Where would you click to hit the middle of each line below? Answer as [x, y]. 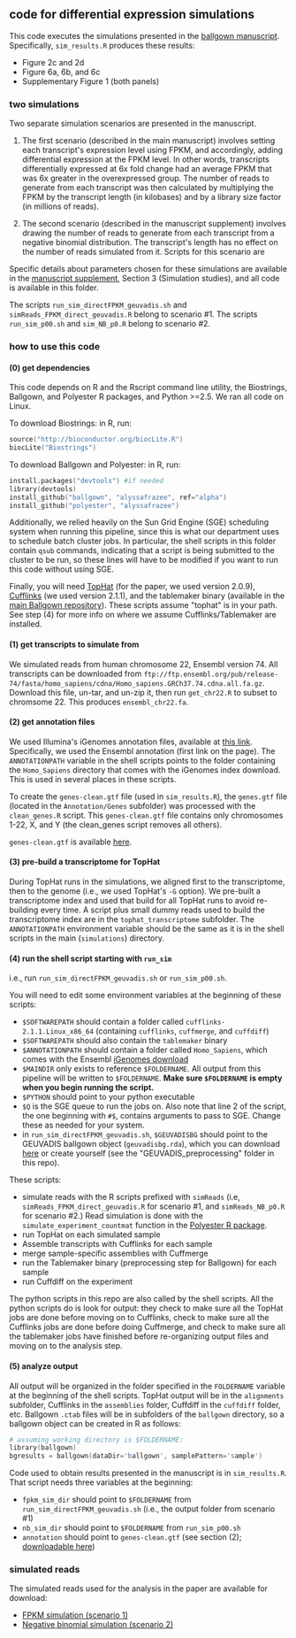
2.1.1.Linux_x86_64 [58, 1032]
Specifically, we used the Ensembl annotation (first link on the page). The [142, 750]
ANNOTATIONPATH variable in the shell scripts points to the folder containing [142, 760]
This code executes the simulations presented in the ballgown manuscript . [144, 35]
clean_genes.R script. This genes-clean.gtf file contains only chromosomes [146, 815]
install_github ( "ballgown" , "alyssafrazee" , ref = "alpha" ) [118, 497]
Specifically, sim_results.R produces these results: [102, 45]
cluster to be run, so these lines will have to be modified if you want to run [144, 560]
